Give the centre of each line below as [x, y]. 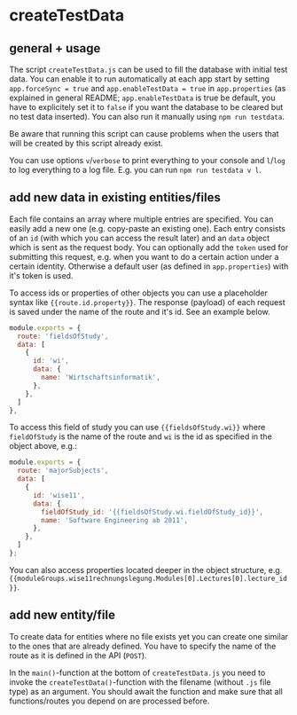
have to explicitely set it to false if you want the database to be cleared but [146, 107]
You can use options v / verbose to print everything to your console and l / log [147, 160]
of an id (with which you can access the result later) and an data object [140, 238]
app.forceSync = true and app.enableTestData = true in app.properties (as [148, 88]
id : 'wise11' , [59, 495]
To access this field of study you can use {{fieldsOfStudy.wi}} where [137, 428]
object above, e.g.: [43, 446]
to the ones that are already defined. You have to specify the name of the [143, 646]
